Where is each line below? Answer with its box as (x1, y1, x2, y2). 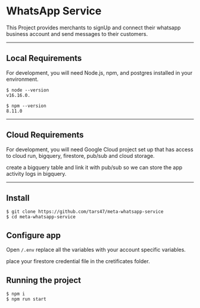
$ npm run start (6, 296, 46, 302)
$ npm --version (6, 103, 46, 109)
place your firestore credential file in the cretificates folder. (6, 258, 150, 265)
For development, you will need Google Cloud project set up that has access (6, 145, 193, 153)
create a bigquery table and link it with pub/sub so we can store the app (6, 163, 183, 171)
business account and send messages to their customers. (6, 30, 148, 37)
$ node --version (6, 87, 49, 93)
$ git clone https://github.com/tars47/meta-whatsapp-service (6, 209, 164, 215)
